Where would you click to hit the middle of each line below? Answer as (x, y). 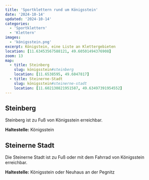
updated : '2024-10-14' (28, 19)
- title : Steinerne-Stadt (36, 79)
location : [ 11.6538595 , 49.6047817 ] (52, 74)
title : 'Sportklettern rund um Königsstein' (52, 10)
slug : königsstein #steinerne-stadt (51, 83)
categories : (17, 24)
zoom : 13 (14, 56)
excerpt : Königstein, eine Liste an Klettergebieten (60, 47)
